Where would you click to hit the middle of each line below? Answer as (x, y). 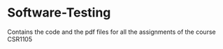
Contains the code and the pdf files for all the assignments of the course (111, 32)
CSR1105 (20, 39)
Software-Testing (59, 13)
